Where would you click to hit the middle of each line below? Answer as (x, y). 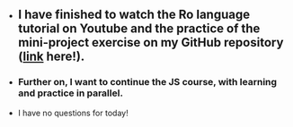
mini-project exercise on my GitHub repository (151, 42)
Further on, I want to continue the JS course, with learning (147, 82)
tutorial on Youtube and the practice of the (139, 29)
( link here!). (51, 57)
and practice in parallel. (71, 93)
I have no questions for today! (73, 113)
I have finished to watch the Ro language (133, 15)
